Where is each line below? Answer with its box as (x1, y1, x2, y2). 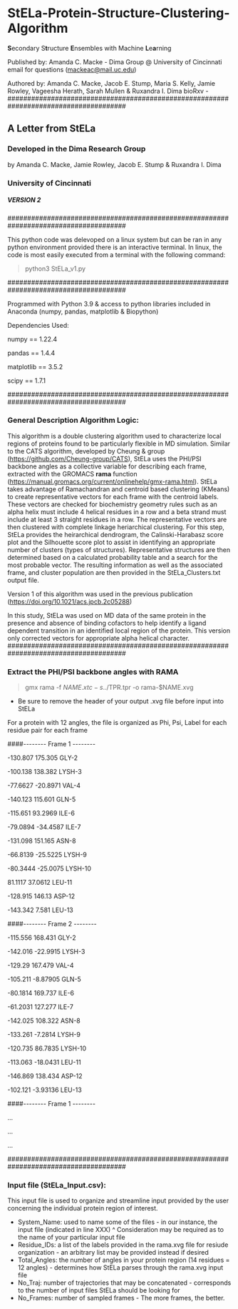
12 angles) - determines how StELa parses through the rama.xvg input (17, 1263, 223, 1272)
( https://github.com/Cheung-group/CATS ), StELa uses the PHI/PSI (7, 454, 202, 463)
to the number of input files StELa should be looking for (17, 1286, 180, 1295)
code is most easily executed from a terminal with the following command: (7, 250, 226, 259)
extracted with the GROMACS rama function (7, 469, 138, 478)
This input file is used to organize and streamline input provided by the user (7, 1196, 229, 1205)
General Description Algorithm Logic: (7, 416, 139, 426)
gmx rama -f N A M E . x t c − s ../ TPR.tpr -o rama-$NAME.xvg (24, 683, 194, 692)
